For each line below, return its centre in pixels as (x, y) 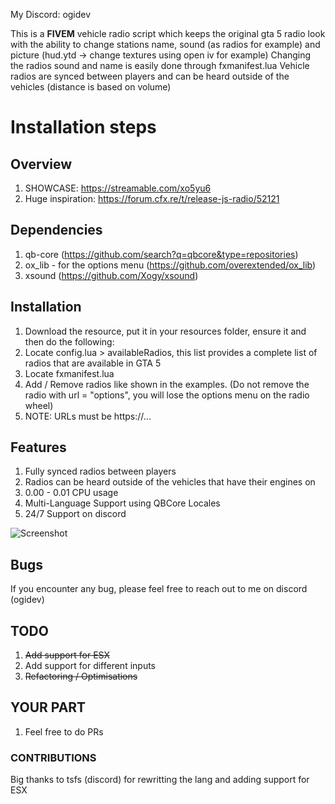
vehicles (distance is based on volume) (91, 87)
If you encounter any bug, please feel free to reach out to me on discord (159, 589)
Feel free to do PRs (64, 731)
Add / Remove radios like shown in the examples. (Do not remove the (167, 384)
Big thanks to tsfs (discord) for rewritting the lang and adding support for (160, 780)
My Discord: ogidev (51, 14)
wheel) (39, 405)
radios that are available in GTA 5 (93, 363)
